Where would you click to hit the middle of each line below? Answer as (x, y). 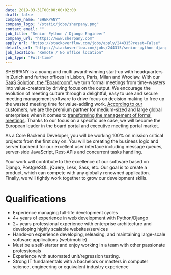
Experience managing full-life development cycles (65, 213)
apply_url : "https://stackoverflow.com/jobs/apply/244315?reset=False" (83, 43)
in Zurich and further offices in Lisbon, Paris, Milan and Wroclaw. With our (83, 77)
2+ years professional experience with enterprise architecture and (82, 224)
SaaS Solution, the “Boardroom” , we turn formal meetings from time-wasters (85, 82)
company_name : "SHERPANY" (33, 19)
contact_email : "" (25, 29)
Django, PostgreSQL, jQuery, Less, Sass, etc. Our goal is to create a (76, 167)
